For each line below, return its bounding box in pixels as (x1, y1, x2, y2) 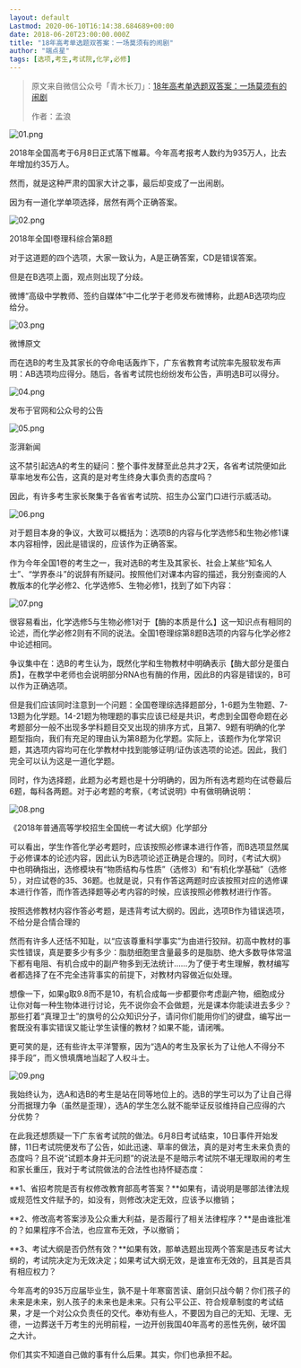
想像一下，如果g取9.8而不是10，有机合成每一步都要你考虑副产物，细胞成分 (9, 988, 285, 999)
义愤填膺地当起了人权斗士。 (52, 1052, 155, 1063)
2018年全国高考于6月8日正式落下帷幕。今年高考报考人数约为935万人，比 (9, 147, 279, 158)
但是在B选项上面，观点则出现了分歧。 (9, 271, 149, 282)
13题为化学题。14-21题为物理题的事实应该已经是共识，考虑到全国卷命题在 (9, 711, 280, 721)
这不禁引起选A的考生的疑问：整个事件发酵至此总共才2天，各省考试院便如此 (9, 460, 287, 471)
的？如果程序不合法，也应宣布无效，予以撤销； (9, 1224, 182, 1235)
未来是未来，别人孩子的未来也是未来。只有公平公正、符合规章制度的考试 (9, 1296, 276, 1307)
